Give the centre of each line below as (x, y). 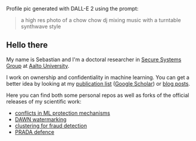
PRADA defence (35, 132)
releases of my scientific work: (44, 101)
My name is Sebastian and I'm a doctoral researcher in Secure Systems (94, 59)
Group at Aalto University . (38, 65)
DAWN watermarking (41, 119)
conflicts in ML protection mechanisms (62, 113)
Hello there (27, 45)
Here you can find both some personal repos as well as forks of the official (98, 95)
